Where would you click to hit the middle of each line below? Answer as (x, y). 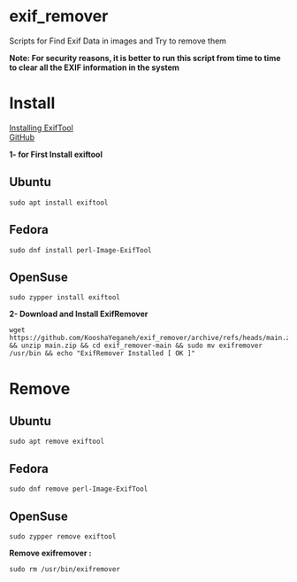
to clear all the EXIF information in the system (94, 67)
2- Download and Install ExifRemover (79, 314)
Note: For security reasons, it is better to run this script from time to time (145, 58)
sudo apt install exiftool (59, 202)
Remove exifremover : (50, 553)
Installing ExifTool (41, 128)
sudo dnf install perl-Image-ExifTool (80, 250)
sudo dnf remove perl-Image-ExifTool (79, 489)
